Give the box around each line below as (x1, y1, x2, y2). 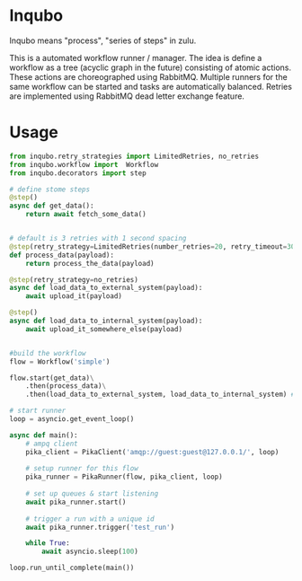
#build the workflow (9, 348, 87, 357)
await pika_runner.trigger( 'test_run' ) (25, 523, 175, 532)
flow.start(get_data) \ (9, 374, 94, 383)
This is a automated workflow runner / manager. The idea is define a (9, 52, 262, 63)
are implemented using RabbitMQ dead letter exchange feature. (9, 91, 245, 101)
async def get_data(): (9, 201, 94, 211)
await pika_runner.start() (25, 497, 127, 506)
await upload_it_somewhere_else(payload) (25, 324, 182, 333)
